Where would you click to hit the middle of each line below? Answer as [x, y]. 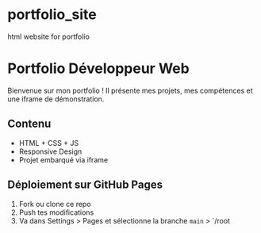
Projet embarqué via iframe [63, 159]
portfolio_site [52, 15]
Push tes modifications [56, 212]
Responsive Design [50, 151]
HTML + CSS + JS [49, 143]
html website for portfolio [49, 36]
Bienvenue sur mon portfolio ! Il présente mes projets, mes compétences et [130, 90]
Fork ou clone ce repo [55, 204]
